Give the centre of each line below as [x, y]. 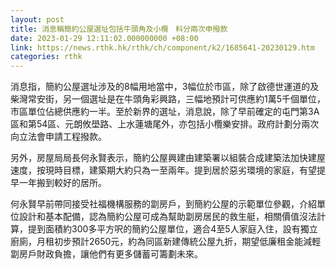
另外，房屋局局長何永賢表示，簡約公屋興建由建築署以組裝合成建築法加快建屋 [168, 158]
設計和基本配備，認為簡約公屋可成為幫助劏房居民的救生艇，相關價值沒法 [167, 217]
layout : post [37, 19]
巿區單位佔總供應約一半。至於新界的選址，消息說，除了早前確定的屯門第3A [165, 112]
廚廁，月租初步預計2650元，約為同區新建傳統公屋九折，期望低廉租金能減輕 [166, 242]
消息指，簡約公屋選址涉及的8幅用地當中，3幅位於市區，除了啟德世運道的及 [165, 87]
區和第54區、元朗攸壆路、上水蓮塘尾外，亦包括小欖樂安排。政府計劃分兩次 [165, 124]
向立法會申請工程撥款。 [58, 137]
